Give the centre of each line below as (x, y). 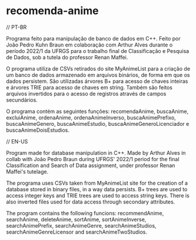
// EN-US (17, 141)
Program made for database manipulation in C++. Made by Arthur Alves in (96, 153)
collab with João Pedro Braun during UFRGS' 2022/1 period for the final (93, 159)
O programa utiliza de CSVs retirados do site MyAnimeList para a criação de (98, 68)
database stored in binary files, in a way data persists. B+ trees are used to (97, 189)
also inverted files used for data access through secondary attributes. (91, 202)
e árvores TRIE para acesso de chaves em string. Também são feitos (89, 87)
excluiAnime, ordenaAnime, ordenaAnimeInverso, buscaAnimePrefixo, (91, 117)
